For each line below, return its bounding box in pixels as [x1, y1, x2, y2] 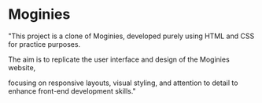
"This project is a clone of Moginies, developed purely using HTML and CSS [8, 31, 255, 41]
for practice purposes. [8, 39, 81, 48]
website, [8, 62, 36, 72]
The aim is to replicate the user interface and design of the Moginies [8, 55, 230, 64]
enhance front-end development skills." [8, 86, 136, 95]
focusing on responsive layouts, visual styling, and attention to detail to [8, 78, 238, 87]
